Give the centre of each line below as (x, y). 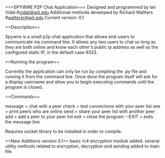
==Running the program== (33, 62)
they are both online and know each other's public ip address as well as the (82, 47)
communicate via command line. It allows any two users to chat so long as (81, 42)
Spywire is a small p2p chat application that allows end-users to (70, 37)
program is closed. (24, 87)
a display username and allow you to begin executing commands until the (80, 82)
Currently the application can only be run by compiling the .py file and (76, 71)
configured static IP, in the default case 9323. (51, 52)
